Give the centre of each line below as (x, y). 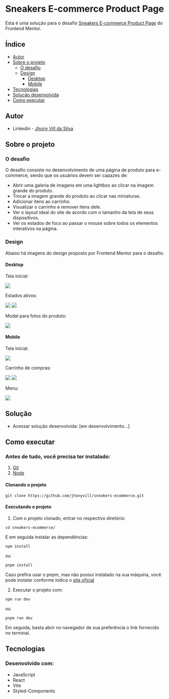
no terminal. (18, 633)
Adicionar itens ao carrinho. (42, 201)
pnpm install (19, 565)
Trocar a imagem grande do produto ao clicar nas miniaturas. (77, 196)
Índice (15, 45)
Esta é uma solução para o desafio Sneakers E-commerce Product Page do (84, 23)
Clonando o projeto (26, 485)
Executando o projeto (28, 507)
